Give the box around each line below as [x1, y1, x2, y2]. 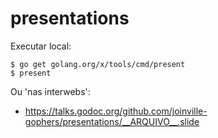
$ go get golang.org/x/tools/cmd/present [10, 59, 186, 69]
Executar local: [10, 40, 72, 52]
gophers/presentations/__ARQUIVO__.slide [24, 115, 200, 127]
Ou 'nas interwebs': [10, 85, 91, 97]
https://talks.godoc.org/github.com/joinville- [24, 105, 208, 117]
